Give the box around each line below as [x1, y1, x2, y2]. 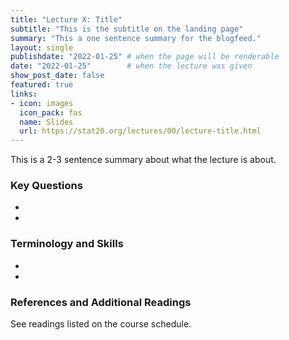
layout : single [10, 42, 74, 53]
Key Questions [10, 179, 83, 193]
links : [10, 89, 38, 99]
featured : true [10, 80, 74, 90]
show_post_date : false [10, 71, 105, 81]
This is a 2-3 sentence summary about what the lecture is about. [10, 154, 277, 166]
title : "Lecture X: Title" [10, 14, 123, 25]
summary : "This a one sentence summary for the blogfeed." [10, 33, 262, 43]
